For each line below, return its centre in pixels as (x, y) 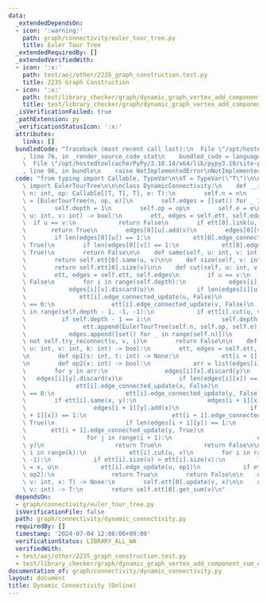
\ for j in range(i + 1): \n (97, 438)
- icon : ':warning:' (49, 30)
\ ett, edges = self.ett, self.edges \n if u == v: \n (136, 275)
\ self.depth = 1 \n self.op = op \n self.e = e (138, 208)
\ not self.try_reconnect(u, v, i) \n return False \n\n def (140, 342)
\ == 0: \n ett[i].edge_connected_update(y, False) (142, 393)
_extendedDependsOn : (49, 23)
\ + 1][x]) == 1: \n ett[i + (110, 416)
